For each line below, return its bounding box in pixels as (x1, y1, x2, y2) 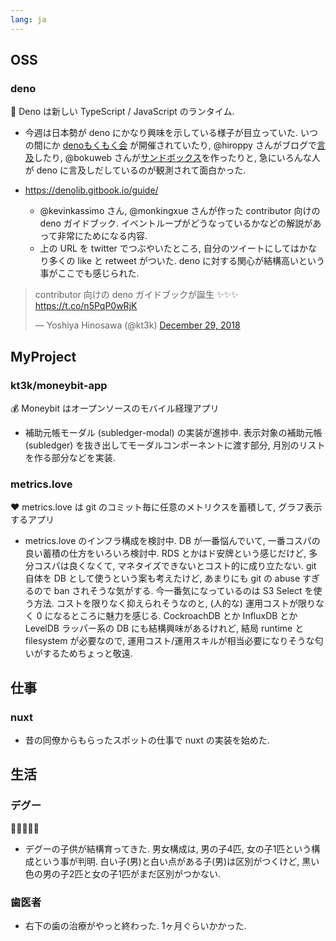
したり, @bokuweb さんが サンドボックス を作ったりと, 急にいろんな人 (33, 152, 321, 164)
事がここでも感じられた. (39, 267, 140, 280)
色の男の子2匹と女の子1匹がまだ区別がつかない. (24, 867, 222, 880)
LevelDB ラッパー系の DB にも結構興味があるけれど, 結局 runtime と (24, 622, 305, 635)
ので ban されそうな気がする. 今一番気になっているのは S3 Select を (33, 585, 314, 597)
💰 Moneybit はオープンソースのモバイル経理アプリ (10, 402, 220, 414)
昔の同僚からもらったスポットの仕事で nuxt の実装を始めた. (24, 734, 270, 746)
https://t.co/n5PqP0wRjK (34, 300, 138, 312)
